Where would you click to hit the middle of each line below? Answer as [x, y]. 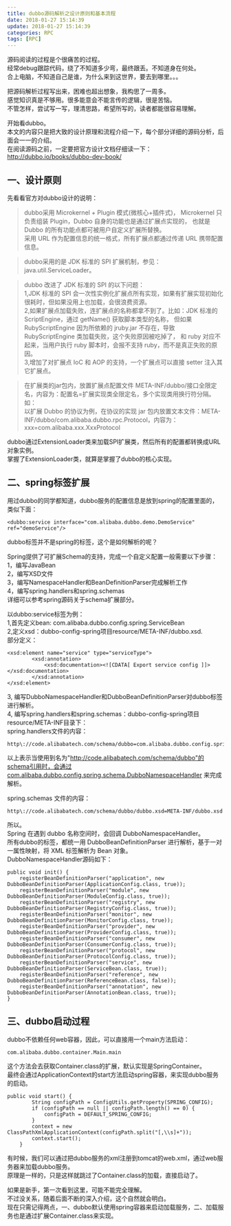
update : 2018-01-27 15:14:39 [49, 26]
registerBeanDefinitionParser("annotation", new [90, 987]
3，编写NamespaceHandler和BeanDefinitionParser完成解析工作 [97, 582]
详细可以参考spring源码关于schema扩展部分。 [73, 599]
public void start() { [40, 1096]
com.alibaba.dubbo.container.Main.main [64, 1052]
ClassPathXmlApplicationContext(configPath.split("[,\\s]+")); [100, 1132]
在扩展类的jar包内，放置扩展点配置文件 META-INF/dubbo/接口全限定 [120, 385]
